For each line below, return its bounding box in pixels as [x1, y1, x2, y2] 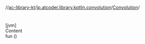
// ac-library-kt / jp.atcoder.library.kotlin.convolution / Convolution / [5, 5, 140, 10]
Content [5, 28, 23, 34]
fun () [5, 33, 17, 39]
